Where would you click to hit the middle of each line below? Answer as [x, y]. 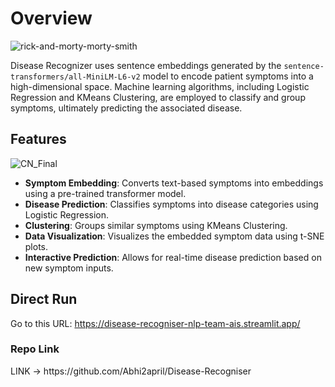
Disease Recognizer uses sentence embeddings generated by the [146, 65]
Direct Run [44, 299]
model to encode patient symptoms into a [228, 76]
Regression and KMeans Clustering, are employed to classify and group [158, 97]
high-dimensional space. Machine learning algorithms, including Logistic [160, 86]
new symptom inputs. [69, 268]
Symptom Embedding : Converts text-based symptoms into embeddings [174, 183]
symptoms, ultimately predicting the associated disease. [126, 108]
